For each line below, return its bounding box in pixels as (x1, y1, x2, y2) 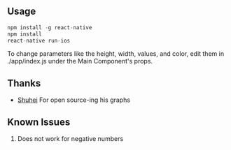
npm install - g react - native (7, 24, 92, 31)
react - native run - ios (7, 37, 71, 44)
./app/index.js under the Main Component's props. (7, 57, 153, 66)
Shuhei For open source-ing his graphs (17, 96, 131, 104)
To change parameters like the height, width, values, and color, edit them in (7, 50, 225, 58)
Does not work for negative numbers (17, 135, 124, 143)
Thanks (7, 77, 41, 89)
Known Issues (7, 116, 71, 128)
